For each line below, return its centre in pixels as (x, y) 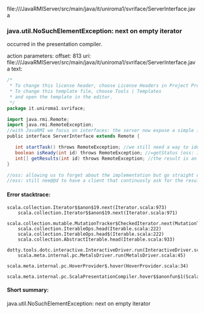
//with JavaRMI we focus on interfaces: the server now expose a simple (100, 131)
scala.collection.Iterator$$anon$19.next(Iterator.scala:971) (98, 213)
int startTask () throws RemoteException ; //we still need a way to (102, 147)
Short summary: (28, 290)
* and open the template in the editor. (61, 97)
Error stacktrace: (29, 194)
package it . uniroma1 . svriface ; (46, 108)
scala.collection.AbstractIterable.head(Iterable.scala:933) (96, 239)
